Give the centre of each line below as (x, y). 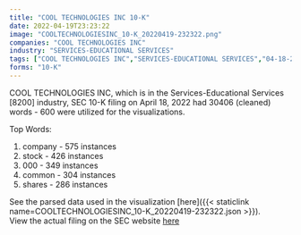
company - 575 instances (69, 146)
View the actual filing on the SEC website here (95, 221)
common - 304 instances (69, 174)
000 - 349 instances (60, 165)
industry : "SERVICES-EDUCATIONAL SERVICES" (92, 51)
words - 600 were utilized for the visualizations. (97, 112)
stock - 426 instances (63, 155)
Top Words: (30, 129)
